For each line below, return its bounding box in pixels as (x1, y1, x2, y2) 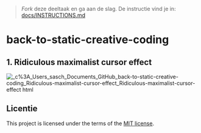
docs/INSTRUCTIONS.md (21, 12, 86, 19)
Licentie (6, 103, 38, 114)
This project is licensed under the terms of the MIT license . (6, 120, 154, 127)
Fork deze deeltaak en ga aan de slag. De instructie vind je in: (21, 5, 176, 12)
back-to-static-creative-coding (6, 33, 169, 47)
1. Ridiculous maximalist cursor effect (6, 57, 152, 67)
